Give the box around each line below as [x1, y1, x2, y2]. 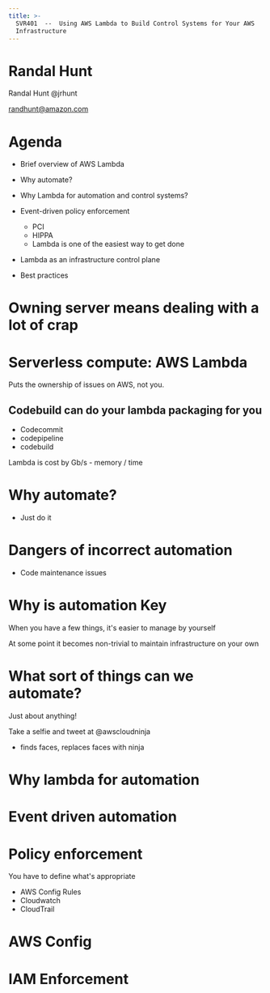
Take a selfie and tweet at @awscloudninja [8, 726, 151, 736]
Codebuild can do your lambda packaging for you [8, 403, 263, 417]
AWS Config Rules [19, 887, 82, 897]
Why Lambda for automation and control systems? [19, 191, 188, 201]
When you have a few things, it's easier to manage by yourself [8, 623, 216, 632]
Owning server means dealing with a [8, 299, 259, 317]
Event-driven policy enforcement [19, 206, 130, 216]
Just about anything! [8, 711, 77, 720]
